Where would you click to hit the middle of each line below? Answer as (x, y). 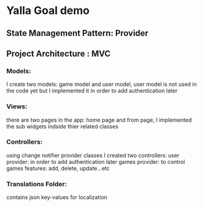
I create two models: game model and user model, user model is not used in (101, 84)
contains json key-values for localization (57, 197)
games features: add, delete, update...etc (58, 168)
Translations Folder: (37, 184)
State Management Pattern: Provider (77, 33)
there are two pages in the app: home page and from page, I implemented (99, 120)
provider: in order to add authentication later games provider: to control (96, 161)
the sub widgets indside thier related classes (62, 126)
